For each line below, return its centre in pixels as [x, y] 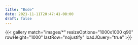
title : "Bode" [20, 9]
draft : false [18, 18]
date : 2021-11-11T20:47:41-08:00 [39, 14]
